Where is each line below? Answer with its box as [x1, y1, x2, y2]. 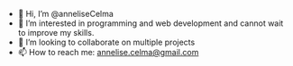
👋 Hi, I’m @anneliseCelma [17, 9, 114, 19]
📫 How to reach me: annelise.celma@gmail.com [17, 47, 199, 57]
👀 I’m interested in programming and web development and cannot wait [17, 18, 284, 29]
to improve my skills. [17, 28, 95, 37]
